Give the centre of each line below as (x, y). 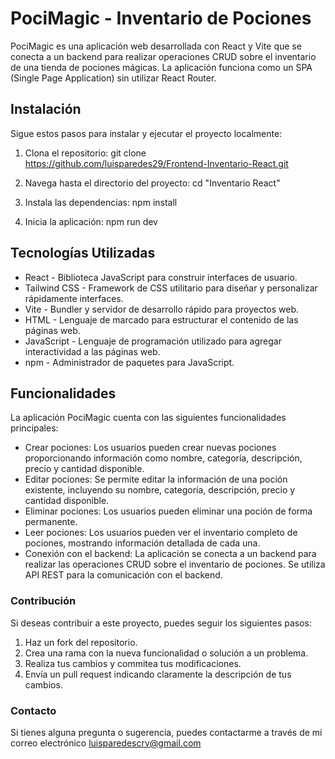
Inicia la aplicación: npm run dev (91, 221)
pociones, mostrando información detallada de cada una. (142, 543)
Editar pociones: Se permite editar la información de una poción (156, 479)
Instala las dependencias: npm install (101, 202)
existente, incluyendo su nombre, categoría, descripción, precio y (160, 490)
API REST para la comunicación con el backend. (123, 575)
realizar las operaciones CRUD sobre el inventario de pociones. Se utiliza (175, 564)
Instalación (46, 109)
